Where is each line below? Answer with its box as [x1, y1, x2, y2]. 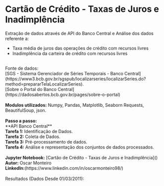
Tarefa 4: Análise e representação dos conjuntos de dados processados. [5, 144, 155, 150]
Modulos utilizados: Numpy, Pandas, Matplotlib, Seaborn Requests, [5, 102, 144, 108]
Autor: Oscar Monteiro [5, 160, 52, 166]
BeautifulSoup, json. [5, 107, 47, 113]
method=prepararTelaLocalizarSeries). [5, 81, 84, 87]
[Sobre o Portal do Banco [5, 86, 57, 92]
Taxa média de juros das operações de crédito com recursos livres [12, 45, 149, 51]
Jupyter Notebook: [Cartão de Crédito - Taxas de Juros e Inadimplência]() [5, 154, 158, 160]
